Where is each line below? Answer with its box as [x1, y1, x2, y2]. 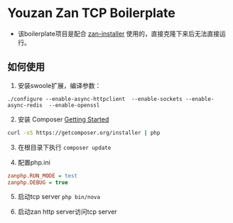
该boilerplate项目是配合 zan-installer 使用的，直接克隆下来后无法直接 [17, 29, 220, 38]
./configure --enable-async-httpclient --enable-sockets [7, 95, 183, 102]
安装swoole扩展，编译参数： [17, 81, 102, 89]
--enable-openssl [48, 102, 100, 109]
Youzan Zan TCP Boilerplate [7, 5, 175, 21]
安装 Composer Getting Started [17, 115, 109, 124]
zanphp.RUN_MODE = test [7, 172, 78, 179]
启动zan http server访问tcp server [17, 207, 117, 216]
